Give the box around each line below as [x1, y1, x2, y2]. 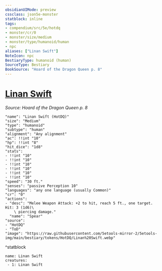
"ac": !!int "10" [5, 135, 41, 141]
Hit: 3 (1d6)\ [5, 205, 34, 210]
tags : [5, 21, 16, 26]
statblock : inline [5, 16, 43, 21]
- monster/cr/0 [5, 30, 36, 35]
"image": [5, 231, 23, 236]
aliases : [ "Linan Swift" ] [5, 48, 58, 53]
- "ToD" [5, 226, 21, 231]
